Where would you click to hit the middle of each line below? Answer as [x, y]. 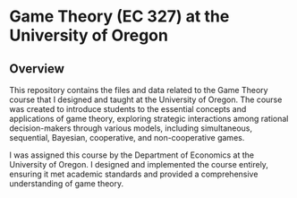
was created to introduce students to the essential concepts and [128, 109]
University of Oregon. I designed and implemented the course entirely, [139, 164]
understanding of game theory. [66, 184]
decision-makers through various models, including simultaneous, [131, 128]
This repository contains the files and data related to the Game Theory [139, 90]
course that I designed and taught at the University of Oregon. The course [146, 99]
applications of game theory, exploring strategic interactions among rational [149, 119]
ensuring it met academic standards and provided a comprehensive [134, 174]
